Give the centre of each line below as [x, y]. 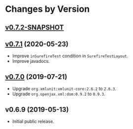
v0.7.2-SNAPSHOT [34, 27]
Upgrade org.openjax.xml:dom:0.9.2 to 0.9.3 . [59, 94]
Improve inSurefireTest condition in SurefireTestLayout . [70, 56]
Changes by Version [48, 9]
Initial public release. [33, 122]
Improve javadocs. [31, 61]
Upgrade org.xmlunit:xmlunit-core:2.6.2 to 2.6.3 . [64, 89]
